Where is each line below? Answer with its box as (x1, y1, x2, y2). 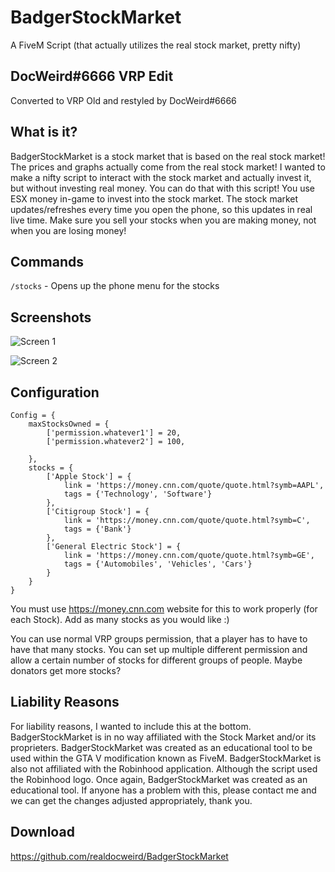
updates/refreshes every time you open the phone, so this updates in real (10, 203, 313, 215)
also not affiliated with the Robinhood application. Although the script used (10, 762, 318, 775)
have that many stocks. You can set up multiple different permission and (10, 644, 308, 655)
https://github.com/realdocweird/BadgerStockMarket (10, 850, 229, 862)
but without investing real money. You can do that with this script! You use (10, 182, 315, 194)
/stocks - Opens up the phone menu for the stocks (10, 280, 220, 292)
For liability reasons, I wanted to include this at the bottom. (10, 720, 252, 732)
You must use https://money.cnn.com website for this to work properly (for (10, 603, 318, 615)
